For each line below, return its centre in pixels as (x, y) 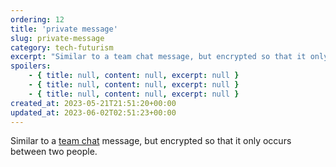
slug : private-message (57, 38)
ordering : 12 (37, 19)
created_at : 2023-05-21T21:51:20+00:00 (93, 103)
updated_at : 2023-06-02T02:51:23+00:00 (93, 112)
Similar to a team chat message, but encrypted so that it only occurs (151, 141)
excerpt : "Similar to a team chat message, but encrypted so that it (158, 57)
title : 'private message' (64, 29)
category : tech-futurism (62, 47)
